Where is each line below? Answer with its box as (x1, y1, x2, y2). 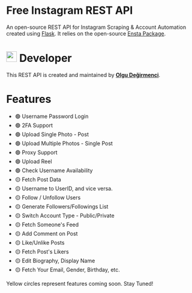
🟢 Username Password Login (14, 113, 89, 120)
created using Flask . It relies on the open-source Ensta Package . (6, 29, 166, 37)
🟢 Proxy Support (14, 149, 58, 156)
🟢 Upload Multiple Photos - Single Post (14, 140, 113, 147)
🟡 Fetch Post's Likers (14, 248, 69, 255)
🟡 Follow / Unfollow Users (14, 194, 81, 201)
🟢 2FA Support (14, 122, 53, 129)
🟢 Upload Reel (14, 158, 52, 165)
